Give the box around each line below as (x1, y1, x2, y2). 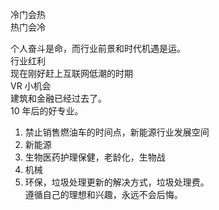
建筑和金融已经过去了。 (10, 93, 107, 104)
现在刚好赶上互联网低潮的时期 (10, 68, 133, 79)
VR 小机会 (10, 80, 52, 92)
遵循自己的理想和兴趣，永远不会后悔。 (24, 189, 183, 200)
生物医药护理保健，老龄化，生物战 (24, 151, 166, 163)
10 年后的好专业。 (10, 105, 84, 117)
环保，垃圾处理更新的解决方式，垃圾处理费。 (24, 176, 210, 188)
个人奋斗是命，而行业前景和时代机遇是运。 (10, 43, 186, 54)
